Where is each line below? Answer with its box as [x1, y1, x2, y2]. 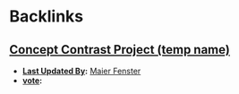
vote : [21, 75, 43, 86]
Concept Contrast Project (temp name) [9, 42, 230, 57]
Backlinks [9, 6, 84, 27]
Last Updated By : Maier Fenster [21, 65, 141, 76]
